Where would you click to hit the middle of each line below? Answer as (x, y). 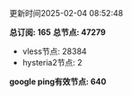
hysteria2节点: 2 (52, 62)
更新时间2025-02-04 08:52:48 (66, 13)
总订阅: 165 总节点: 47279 (57, 32)
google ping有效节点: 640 (58, 82)
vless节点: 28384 (54, 51)
